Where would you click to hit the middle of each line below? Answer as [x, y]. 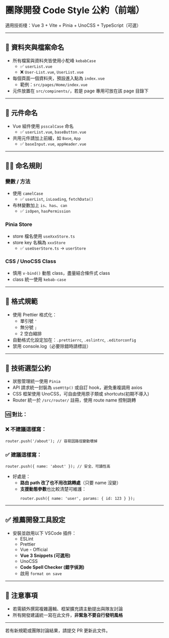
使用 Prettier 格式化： [34, 314]
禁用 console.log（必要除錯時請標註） [52, 346]
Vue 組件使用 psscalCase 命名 [43, 126]
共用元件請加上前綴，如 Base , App [47, 138]
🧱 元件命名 [21, 113]
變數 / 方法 [18, 181]
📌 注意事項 [21, 596]
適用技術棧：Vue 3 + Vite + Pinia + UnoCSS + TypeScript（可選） [73, 25]
